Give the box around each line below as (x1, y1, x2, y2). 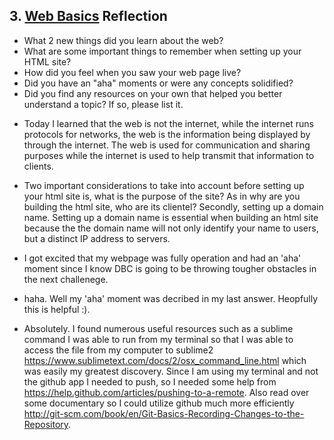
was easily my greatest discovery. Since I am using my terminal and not (23, 365, 319, 377)
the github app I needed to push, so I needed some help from (23, 375, 277, 388)
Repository (23, 418, 69, 430)
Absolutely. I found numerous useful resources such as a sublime (23, 322, 294, 334)
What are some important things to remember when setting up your (23, 45, 302, 57)
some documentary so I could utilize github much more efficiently (23, 397, 295, 409)
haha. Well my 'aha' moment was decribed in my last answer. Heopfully (23, 292, 319, 304)
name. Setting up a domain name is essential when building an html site (23, 211, 319, 223)
